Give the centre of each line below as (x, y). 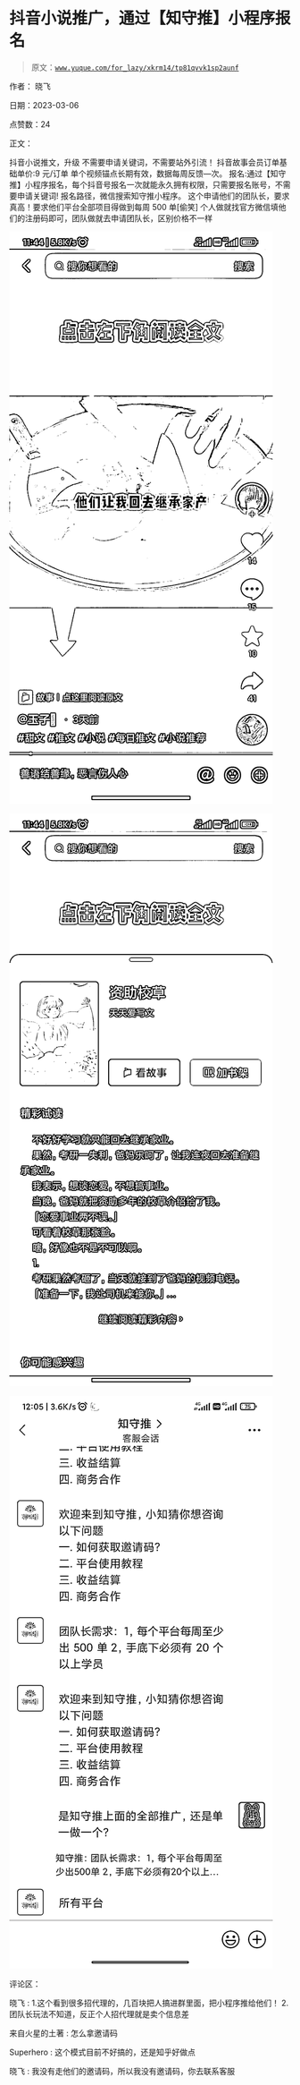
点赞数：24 (30, 124)
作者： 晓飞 (30, 86)
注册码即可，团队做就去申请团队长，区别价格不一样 (118, 218)
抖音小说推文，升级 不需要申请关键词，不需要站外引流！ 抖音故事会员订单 (144, 162)
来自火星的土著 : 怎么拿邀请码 (63, 2033)
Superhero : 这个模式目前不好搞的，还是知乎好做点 (103, 2052)
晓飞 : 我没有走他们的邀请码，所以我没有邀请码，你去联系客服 (122, 2071)
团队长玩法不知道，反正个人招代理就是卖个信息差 (99, 2013)
